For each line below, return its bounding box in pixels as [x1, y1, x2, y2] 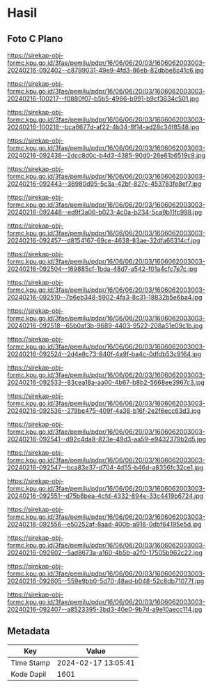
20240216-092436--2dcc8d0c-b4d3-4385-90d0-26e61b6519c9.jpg [7, 152, 205, 159]
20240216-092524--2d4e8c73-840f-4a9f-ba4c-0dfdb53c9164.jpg [7, 350, 202, 358]
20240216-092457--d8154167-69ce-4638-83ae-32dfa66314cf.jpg [7, 236, 200, 244]
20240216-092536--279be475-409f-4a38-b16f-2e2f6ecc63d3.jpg [7, 407, 201, 415]
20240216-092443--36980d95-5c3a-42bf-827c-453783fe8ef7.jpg [7, 180, 202, 188]
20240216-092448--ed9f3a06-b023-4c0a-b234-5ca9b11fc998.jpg [7, 208, 203, 216]
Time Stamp [10, 658, 51, 668]
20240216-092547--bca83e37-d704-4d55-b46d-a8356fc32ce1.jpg [7, 463, 204, 471]
